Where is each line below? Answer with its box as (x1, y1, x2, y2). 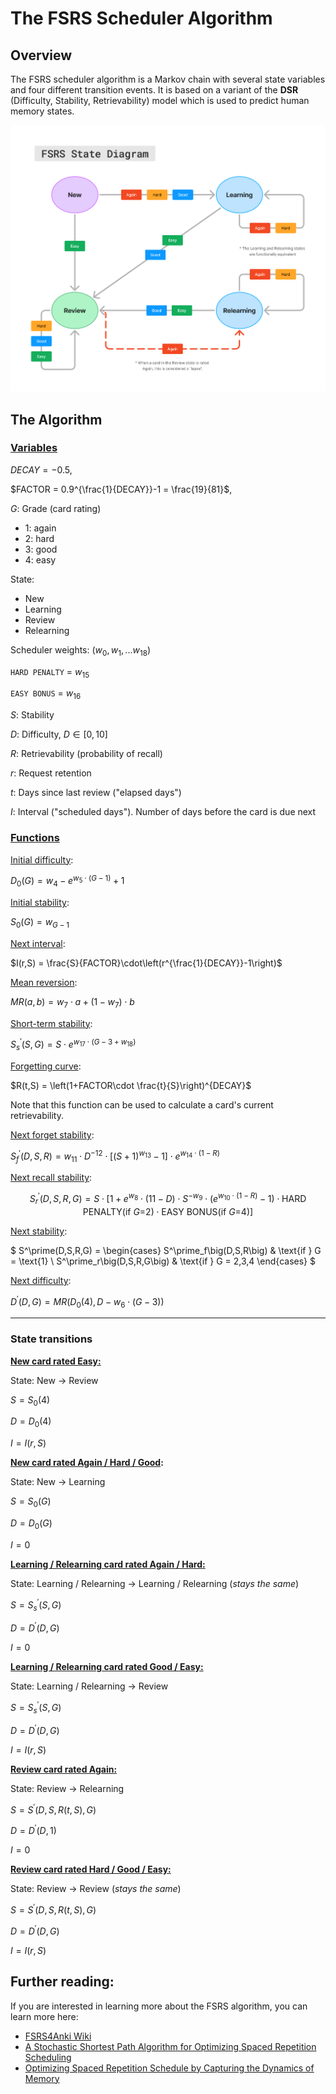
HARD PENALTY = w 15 (10, 665, 90, 680)
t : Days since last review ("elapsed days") (10, 787, 182, 799)
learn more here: (10, 2010, 79, 2022)
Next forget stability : (10, 1129, 95, 1141)
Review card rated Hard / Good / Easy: (10, 1863, 172, 1876)
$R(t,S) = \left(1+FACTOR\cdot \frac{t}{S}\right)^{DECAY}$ (10, 1080, 252, 1092)
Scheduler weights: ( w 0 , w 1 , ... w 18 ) (10, 643, 151, 658)
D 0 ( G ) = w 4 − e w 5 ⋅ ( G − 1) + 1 (10, 873, 125, 889)
